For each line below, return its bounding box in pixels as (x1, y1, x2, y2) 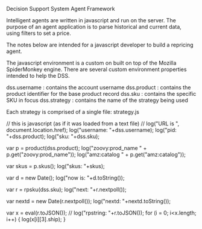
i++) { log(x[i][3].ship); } (6, 216, 66, 222)
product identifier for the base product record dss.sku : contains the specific (6, 90, 197, 97)
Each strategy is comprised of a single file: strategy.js (6, 108, 140, 115)
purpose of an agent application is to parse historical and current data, (6, 24, 182, 30)
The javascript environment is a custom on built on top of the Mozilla (6, 60, 177, 66)
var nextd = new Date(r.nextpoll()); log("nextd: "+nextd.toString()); (6, 198, 171, 204)
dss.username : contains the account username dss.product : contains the (6, 84, 191, 91)
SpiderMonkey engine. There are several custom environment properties (6, 66, 187, 73)
